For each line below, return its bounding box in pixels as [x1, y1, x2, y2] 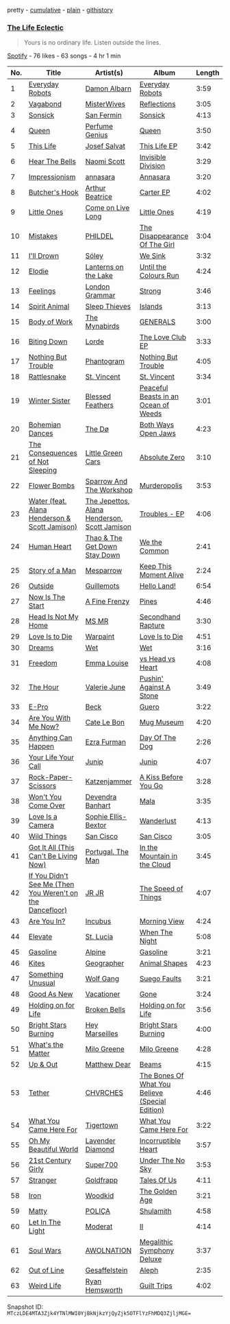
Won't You [28, 792, 62, 802]
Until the [139, 262, 167, 272]
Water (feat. [28, 497, 67, 506]
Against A [139, 683, 171, 692]
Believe [139, 1088, 163, 1098]
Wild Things [28, 831, 67, 841]
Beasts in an [139, 392, 179, 401]
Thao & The [85, 533, 123, 543]
